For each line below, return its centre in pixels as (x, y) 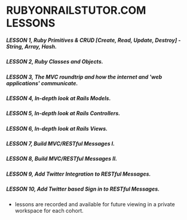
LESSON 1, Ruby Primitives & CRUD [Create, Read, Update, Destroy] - (93, 40)
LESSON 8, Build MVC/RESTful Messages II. (62, 159)
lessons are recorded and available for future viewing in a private (95, 204)
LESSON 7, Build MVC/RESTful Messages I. (61, 144)
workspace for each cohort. (49, 210)
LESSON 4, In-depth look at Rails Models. (59, 98)
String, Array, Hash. (32, 46)
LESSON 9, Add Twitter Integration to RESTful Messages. (79, 174)
